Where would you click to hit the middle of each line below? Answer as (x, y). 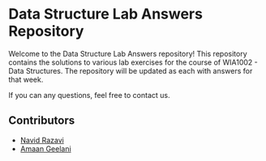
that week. (26, 79)
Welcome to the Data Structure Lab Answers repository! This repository (128, 53)
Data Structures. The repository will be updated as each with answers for (131, 70)
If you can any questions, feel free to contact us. (89, 95)
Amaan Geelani (45, 148)
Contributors (42, 121)
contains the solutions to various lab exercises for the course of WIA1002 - (133, 62)
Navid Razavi (42, 140)
